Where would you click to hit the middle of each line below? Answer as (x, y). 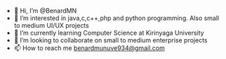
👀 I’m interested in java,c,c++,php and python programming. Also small (117, 18)
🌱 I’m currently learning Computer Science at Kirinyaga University (109, 33)
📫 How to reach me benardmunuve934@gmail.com (89, 48)
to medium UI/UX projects (51, 25)
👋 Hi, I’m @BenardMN (45, 11)
